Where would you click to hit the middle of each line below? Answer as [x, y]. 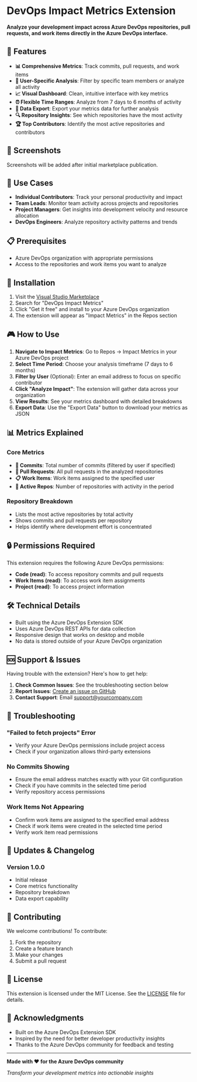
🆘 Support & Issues [44, 659]
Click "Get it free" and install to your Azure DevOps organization [92, 309]
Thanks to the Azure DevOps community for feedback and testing [94, 1045]
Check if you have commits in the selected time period [81, 785]
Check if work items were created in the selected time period [89, 826]
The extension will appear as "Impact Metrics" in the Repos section [96, 315]
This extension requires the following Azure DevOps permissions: [85, 563]
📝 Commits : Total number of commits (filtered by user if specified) [95, 465]
